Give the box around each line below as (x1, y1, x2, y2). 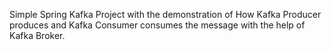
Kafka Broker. (9, 30, 66, 41)
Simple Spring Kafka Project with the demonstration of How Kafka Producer (9, 9, 322, 20)
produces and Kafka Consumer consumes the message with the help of (9, 19, 306, 31)
